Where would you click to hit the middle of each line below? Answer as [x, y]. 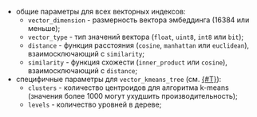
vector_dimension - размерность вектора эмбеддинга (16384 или [138, 20]
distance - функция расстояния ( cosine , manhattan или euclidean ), [138, 45]
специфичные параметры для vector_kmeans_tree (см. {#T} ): [119, 79]
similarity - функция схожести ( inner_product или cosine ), [127, 62]
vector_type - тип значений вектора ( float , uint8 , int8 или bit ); [136, 37]
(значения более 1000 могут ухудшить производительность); [132, 96]
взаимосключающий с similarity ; [86, 54]
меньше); [44, 28]
